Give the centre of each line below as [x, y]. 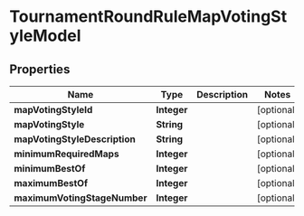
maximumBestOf [51, 183]
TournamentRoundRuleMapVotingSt [148, 17]
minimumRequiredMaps [66, 154]
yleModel [45, 36]
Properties [40, 69]
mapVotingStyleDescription [75, 139]
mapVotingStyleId [53, 110]
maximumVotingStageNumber [81, 198]
